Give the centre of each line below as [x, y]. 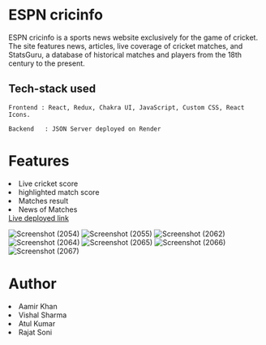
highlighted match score [59, 192]
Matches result [44, 201]
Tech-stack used [52, 89]
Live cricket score [49, 183]
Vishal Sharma [43, 315]
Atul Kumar [37, 323]
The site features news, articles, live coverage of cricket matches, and [126, 45]
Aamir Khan [39, 306]
